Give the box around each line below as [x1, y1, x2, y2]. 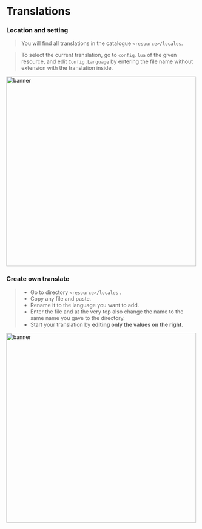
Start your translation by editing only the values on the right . [30, 321, 183, 328]
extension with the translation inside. [21, 64, 113, 72]
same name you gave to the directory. [30, 314, 126, 321]
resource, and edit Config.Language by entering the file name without [21, 58, 194, 65]
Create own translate [6, 275, 70, 283]
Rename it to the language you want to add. [30, 301, 140, 309]
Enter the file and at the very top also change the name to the [30, 308, 184, 315]
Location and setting [6, 26, 69, 35]
